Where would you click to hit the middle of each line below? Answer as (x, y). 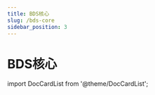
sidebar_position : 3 (38, 27)
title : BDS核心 (28, 14)
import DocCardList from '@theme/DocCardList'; (78, 84)
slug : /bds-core (31, 20)
